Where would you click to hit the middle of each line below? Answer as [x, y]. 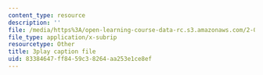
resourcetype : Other [42, 45]
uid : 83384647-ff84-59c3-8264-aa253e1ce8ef [80, 59]
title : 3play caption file [52, 52]
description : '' [34, 23]
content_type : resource [47, 15]
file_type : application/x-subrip [63, 37]
